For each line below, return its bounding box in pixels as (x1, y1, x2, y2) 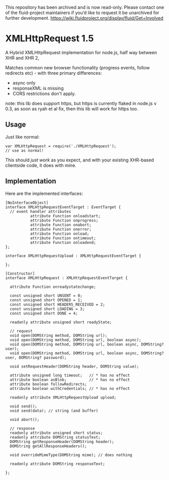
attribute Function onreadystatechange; (10, 284, 96, 289)
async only (12, 79, 36, 85)
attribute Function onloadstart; (30, 213, 101, 219)
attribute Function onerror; (30, 227, 92, 232)
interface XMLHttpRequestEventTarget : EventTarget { (5, 204, 121, 209)
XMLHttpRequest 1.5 (5, 33, 94, 45)
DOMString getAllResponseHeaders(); (10, 444, 87, 449)
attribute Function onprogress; (30, 217, 99, 223)
